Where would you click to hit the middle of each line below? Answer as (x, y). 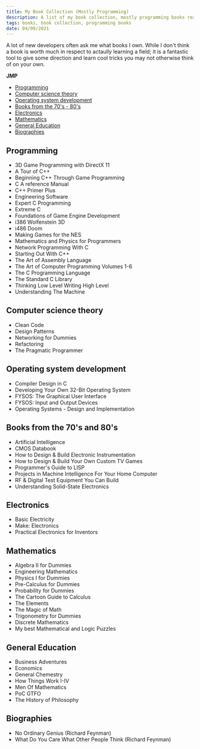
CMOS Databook (35, 448)
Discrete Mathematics (42, 622)
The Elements (32, 603)
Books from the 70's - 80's (48, 107)
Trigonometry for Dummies (48, 616)
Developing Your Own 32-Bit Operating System (73, 390)
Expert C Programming (43, 203)
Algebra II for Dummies (43, 565)
